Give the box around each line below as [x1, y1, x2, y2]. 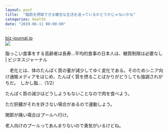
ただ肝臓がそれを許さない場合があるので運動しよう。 [5, 101, 115, 107]
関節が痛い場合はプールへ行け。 [5, 112, 71, 118]
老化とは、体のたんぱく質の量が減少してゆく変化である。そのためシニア [9, 67, 159, 73]
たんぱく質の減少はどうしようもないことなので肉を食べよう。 [5, 91, 132, 97]
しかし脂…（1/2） [20, 80, 57, 86]
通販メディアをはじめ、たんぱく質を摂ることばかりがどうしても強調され [9, 74, 159, 80]
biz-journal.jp [5, 35, 33, 41]
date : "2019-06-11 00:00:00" [5, 21, 66, 27]
